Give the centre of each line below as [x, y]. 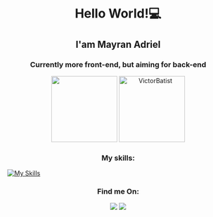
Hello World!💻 [118, 14]
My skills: [118, 158]
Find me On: [118, 192]
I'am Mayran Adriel [118, 44]
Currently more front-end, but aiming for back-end [118, 64]
